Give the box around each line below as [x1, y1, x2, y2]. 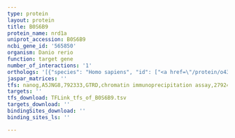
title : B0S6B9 [7, 23, 49, 30]
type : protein [7, 10, 49, 17]
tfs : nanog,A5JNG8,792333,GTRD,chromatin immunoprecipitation [7, 82, 192, 89]
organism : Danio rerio [7, 49, 73, 56]
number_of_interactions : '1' [7, 62, 92, 69]
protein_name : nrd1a [7, 29, 68, 37]
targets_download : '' [7, 101, 71, 108]
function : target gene [7, 56, 73, 63]
